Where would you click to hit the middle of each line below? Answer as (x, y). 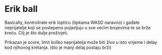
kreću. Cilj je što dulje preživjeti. (36, 33)
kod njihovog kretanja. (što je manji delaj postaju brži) (58, 47)
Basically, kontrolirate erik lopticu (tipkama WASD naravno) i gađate (72, 22)
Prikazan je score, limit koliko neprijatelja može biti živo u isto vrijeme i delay (81, 42)
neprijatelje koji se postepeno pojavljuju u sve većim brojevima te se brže (78, 27)
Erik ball (21, 9)
